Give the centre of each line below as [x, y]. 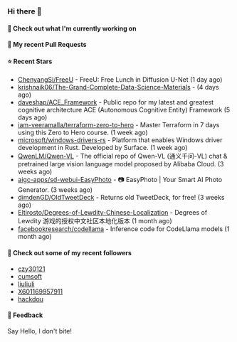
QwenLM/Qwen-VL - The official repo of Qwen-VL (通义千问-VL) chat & [122, 156]
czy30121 [31, 269]
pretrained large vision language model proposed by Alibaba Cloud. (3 [121, 164]
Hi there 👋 [25, 11]
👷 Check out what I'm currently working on [72, 28]
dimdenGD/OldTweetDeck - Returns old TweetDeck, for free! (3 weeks [121, 198]
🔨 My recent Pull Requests [47, 45]
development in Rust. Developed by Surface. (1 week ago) [102, 148]
